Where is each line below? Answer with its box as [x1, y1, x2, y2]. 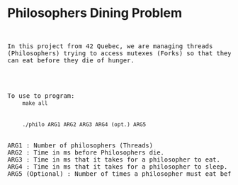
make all [22, 99, 48, 107]
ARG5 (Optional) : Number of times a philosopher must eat [7, 169, 217, 178]
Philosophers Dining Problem [7, 5, 183, 21]
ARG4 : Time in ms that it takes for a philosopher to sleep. [7, 162, 228, 171]
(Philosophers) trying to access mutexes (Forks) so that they [7, 49, 232, 57]
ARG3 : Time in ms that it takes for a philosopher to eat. [7, 155, 221, 164]
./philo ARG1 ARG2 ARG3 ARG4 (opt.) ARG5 [22, 120, 147, 128]
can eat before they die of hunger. [7, 56, 135, 65]
